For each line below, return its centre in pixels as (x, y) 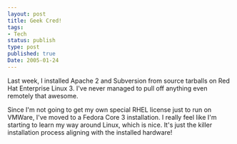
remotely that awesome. (43, 96)
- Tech (17, 34)
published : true (31, 54)
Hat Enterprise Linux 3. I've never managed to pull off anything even (107, 88)
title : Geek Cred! (35, 21)
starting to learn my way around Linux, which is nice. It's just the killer (110, 125)
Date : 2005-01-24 (33, 61)
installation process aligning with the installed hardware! (90, 132)
